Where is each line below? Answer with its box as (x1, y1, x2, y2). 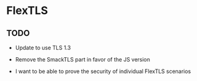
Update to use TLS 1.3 (15, 44, 72, 51)
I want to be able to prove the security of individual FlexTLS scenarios (15, 68, 191, 75)
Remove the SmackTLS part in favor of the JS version (15, 56, 151, 63)
